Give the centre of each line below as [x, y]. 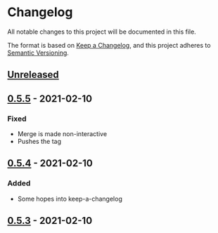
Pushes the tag [39, 142]
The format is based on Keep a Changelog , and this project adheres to [109, 45]
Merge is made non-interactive [62, 134]
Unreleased [33, 75]
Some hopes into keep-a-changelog [70, 199]
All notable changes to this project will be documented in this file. [102, 32]
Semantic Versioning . [38, 53]
